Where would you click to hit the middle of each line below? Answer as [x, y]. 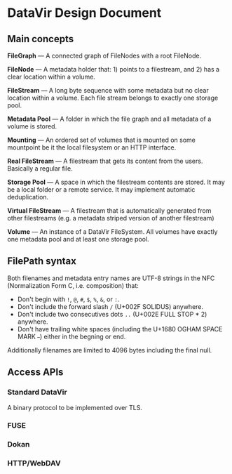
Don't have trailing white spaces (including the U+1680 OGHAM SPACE [120, 329]
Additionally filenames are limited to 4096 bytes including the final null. [110, 350]
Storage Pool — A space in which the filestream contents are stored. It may [116, 182]
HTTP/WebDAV [34, 463]
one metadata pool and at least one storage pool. [78, 239]
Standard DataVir [37, 393]
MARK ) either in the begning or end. [71, 336]
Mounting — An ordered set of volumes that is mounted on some [102, 140]
